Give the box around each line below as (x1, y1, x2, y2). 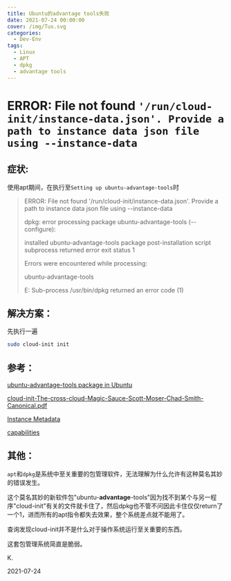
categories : (7, 29, 41, 37)
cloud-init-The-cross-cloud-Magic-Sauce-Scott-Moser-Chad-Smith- (7, 394, 204, 402)
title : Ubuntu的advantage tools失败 (7, 10, 110, 17)
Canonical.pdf (7, 402, 48, 409)
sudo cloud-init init (7, 341, 70, 348)
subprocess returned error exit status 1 (24, 246, 135, 254)
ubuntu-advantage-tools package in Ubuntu (7, 381, 133, 389)
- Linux (13, 49, 36, 56)
